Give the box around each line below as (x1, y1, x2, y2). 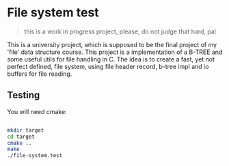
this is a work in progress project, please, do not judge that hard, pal (23, 27, 217, 36)
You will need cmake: (7, 107, 67, 115)
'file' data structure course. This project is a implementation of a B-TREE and (7, 48, 223, 56)
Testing (7, 89, 40, 101)
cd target (7, 133, 36, 140)
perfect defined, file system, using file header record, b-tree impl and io (7, 62, 209, 70)
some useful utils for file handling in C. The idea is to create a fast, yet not (7, 55, 215, 63)
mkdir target (7, 126, 44, 134)
